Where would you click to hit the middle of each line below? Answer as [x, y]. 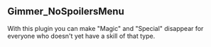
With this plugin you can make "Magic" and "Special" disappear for [105, 28]
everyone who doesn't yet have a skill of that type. [81, 36]
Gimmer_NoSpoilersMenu [66, 12]
